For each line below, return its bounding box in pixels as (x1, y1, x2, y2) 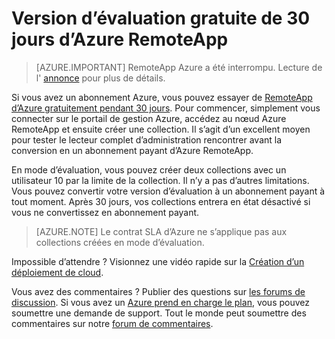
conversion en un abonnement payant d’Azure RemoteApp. (11, 144, 254, 156)
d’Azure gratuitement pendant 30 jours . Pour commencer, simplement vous (11, 102, 321, 114)
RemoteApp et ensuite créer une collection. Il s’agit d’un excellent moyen (11, 123, 311, 135)
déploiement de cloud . (11, 266, 104, 278)
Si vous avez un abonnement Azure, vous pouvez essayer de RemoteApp (11, 91, 313, 103)
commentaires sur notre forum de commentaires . (11, 317, 214, 329)
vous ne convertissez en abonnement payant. (11, 206, 200, 218)
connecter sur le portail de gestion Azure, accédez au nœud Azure (11, 112, 287, 124)
